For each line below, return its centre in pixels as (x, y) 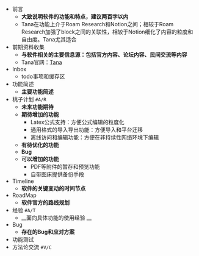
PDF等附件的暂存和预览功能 (65, 167)
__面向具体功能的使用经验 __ (56, 218)
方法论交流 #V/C (32, 247)
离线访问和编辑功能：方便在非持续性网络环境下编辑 (95, 137)
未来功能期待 (37, 107)
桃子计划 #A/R (29, 99)
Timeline (23, 181)
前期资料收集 (28, 47)
